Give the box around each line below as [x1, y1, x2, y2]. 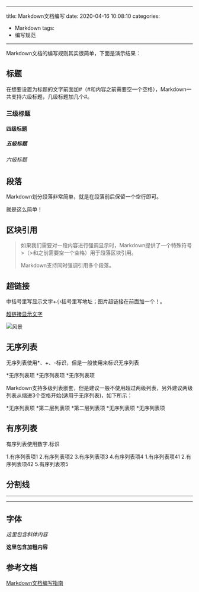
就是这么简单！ [6, 206, 43, 213]
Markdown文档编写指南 [6, 580, 63, 587]
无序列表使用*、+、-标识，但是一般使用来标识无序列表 [6, 359, 139, 366]
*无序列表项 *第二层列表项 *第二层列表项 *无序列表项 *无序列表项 [6, 404, 165, 411]
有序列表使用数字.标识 [6, 440, 60, 448]
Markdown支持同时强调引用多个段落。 [20, 262, 114, 269]
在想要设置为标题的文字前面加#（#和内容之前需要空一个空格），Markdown [6, 86, 187, 93]
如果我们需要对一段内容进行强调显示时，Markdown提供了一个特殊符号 [20, 242, 192, 249]
